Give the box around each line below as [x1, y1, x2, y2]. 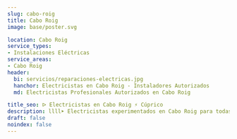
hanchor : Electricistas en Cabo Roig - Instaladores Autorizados [13, 82, 210, 89]
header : [7, 68, 30, 76]
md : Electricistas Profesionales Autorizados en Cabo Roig [13, 89, 191, 96]
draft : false [7, 114, 46, 122]
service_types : [7, 43, 52, 50]
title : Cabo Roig [7, 17, 59, 24]
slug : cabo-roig [7, 10, 55, 18]
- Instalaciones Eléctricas [7, 49, 90, 56]
